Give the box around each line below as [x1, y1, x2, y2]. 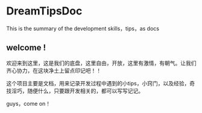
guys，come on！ [6, 100, 51, 107]
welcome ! [6, 43, 46, 53]
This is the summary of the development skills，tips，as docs [6, 25, 160, 32]
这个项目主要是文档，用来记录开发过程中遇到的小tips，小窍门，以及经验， [6, 79, 190, 87]
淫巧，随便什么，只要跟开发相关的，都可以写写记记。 [11, 87, 144, 94]
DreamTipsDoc [6, 4, 83, 18]
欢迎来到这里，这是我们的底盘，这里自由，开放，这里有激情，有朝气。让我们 [6, 59, 197, 67]
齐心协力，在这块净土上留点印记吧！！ [6, 67, 101, 74]
